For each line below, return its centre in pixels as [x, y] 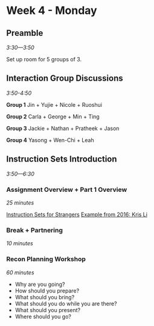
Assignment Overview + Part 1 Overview [67, 189]
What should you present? [48, 310]
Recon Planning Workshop [46, 259]
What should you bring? [45, 297]
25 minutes [20, 202]
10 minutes [20, 243]
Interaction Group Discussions [65, 79]
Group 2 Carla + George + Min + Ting [53, 117]
